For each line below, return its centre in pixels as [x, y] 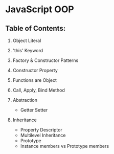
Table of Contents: [36, 28]
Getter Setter [34, 110]
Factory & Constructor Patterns [45, 60]
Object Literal [27, 40]
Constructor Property [35, 70]
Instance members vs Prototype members [64, 146]
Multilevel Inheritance [43, 135]
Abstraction [25, 100]
